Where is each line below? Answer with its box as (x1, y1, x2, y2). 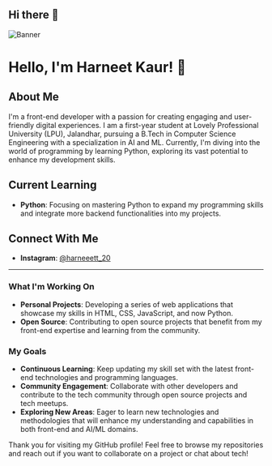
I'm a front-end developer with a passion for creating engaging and (8, 111, 232, 122)
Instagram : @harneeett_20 (19, 253, 111, 263)
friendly (8, 120, 35, 130)
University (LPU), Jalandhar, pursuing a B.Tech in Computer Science (8, 129, 236, 139)
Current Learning (8, 178, 97, 192)
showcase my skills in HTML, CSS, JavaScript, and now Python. (19, 308, 233, 318)
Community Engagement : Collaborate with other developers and (19, 382, 239, 391)
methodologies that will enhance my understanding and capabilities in (19, 416, 253, 425)
